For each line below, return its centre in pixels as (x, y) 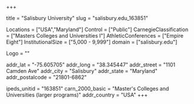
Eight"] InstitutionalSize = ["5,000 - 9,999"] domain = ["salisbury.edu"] (92, 42)
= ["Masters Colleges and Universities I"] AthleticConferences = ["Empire (95, 36)
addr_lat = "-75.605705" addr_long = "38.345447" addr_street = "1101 (91, 65)
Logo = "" (18, 53)
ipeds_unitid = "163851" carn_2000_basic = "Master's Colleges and (88, 88)
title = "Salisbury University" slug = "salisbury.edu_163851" (77, 18)
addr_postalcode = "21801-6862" (46, 77)
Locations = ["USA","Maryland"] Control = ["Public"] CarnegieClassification (97, 29)
